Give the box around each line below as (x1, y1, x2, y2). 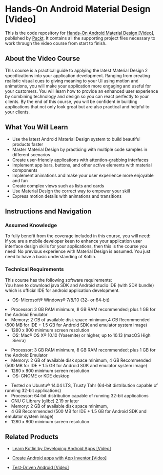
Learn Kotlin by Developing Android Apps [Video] (12, 446, 111, 452)
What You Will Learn (5, 123, 68, 131)
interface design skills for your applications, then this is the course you (5, 243, 147, 249)
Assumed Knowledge (5, 222, 57, 228)
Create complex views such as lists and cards (12, 183, 104, 188)
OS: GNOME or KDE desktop (12, 372, 70, 379)
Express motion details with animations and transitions (12, 193, 122, 199)
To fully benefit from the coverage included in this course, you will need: (5, 233, 151, 239)
